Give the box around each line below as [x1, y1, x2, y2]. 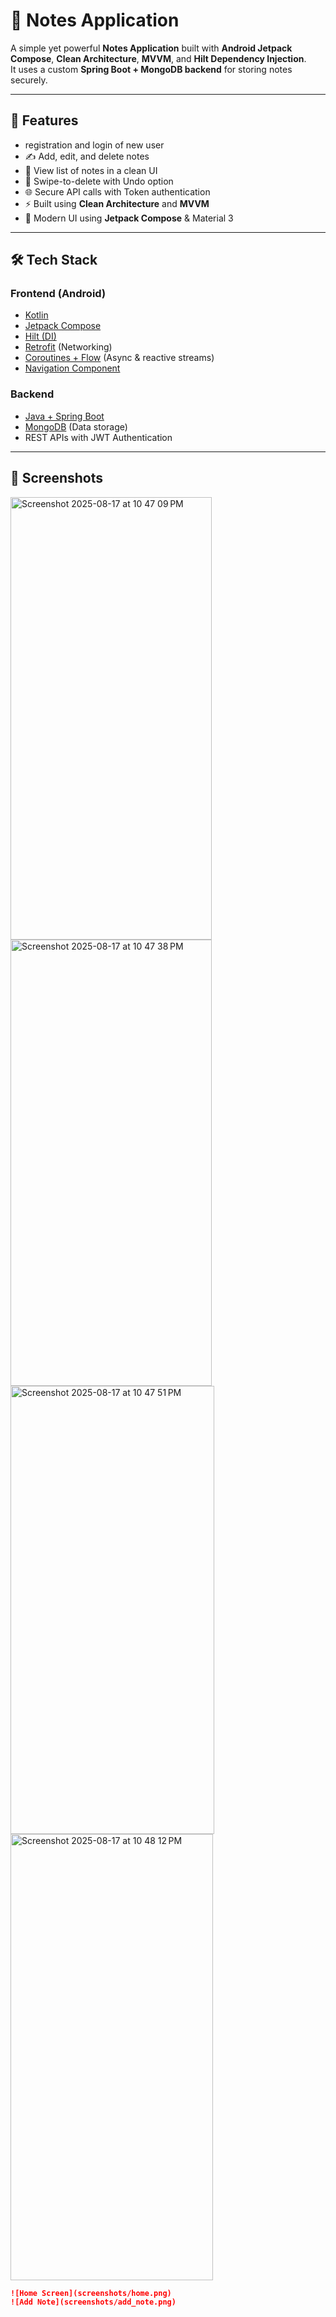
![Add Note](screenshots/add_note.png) [10, 2297, 177, 2308]
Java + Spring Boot [24, 410, 105, 422]
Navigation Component [24, 362, 121, 374]
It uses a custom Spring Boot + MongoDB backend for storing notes [10, 63, 293, 75]
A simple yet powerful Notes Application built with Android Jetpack [10, 42, 293, 54]
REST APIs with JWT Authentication [24, 431, 173, 443]
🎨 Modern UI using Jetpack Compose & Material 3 [24, 212, 234, 224]
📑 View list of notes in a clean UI [24, 164, 158, 176]
